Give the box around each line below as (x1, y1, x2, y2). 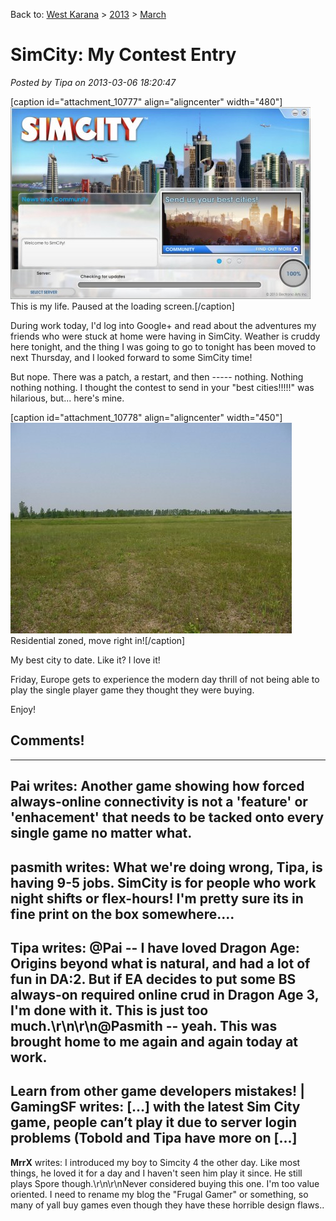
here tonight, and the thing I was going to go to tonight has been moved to (10, 340, 317, 353)
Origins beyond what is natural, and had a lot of (10, 955, 311, 972)
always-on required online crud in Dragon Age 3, (10, 986, 320, 1003)
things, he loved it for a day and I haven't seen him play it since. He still (10, 1167, 303, 1179)
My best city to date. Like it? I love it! (10, 654, 161, 666)
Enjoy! (10, 703, 37, 715)
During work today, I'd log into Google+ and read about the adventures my (10, 319, 317, 331)
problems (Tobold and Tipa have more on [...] (10, 1130, 298, 1147)
